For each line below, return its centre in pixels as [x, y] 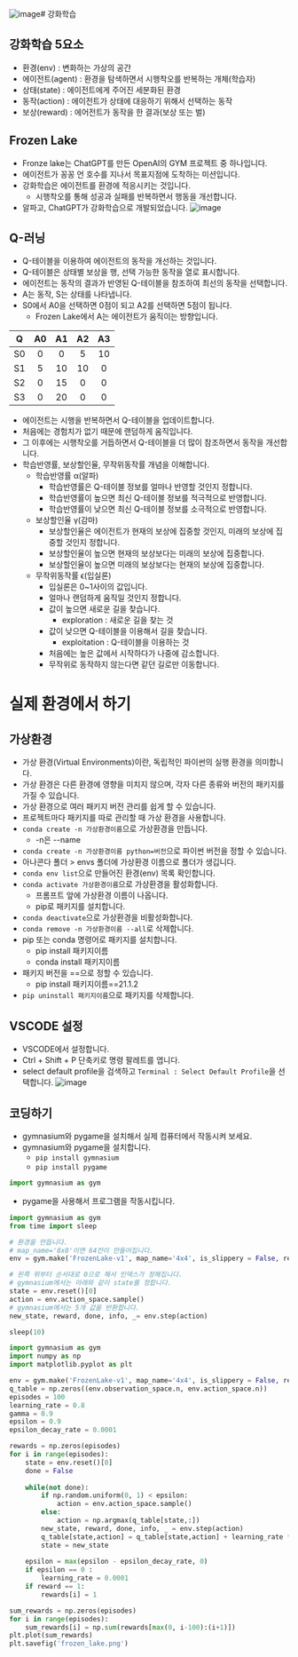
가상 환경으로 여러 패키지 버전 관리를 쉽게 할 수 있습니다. [119, 806]
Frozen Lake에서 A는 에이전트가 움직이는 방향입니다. [127, 317]
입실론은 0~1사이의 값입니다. [98, 587]
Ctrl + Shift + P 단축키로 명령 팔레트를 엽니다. [101, 1060]
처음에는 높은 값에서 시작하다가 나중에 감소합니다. [134, 654]
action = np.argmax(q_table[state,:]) [128, 1521]
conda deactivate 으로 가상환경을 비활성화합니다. [107, 917]
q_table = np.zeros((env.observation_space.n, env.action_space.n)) [138, 1389]
